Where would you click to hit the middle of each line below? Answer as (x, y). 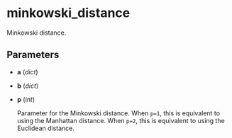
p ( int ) (26, 99)
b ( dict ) (28, 86)
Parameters (33, 55)
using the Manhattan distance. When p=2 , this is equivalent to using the (121, 120)
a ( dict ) (27, 71)
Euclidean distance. (46, 128)
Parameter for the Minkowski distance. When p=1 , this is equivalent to (118, 113)
